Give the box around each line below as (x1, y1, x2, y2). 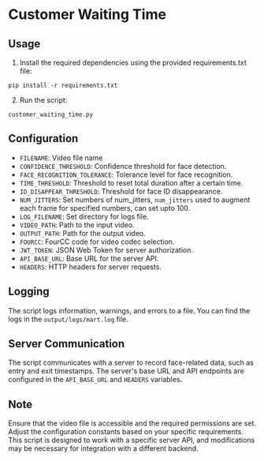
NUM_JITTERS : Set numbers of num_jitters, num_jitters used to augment (19, 195, 251, 204)
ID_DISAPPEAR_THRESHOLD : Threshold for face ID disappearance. (19, 186, 223, 196)
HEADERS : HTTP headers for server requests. (19, 262, 162, 272)
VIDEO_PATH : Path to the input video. (19, 219, 136, 230)
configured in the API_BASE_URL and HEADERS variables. (8, 375, 183, 384)
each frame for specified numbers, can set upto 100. (19, 203, 191, 212)
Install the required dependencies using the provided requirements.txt (19, 58, 247, 67)
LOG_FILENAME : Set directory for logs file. (19, 212, 149, 221)
